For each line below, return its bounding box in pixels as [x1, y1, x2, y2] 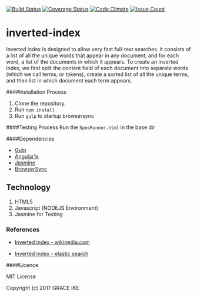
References [6, 225, 40, 233]
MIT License [6, 273, 36, 280]
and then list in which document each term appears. [6, 77, 132, 84]
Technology [6, 183, 51, 193]
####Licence [6, 262, 39, 269]
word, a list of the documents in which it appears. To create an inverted [6, 58, 179, 65]
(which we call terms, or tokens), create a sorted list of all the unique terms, [6, 71, 189, 78]
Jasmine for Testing [14, 210, 63, 217]
